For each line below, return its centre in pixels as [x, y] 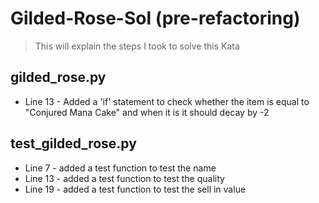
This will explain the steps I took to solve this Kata [137, 46]
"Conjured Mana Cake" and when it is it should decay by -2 [147, 112]
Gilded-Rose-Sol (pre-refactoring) [155, 18]
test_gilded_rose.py [73, 143]
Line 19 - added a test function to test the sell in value [135, 189]
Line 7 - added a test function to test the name [120, 168]
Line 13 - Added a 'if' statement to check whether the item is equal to [167, 101]
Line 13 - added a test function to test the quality [124, 178]
